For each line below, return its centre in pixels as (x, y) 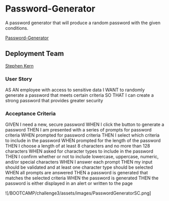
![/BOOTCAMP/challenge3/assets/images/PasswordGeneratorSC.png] (78, 193)
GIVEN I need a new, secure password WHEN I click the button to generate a (85, 124)
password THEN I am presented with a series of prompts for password (78, 130)
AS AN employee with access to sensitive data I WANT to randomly (75, 90)
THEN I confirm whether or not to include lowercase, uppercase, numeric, (82, 157)
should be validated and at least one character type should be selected (79, 167)
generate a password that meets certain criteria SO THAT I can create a (79, 95)
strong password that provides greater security (54, 101)
